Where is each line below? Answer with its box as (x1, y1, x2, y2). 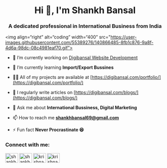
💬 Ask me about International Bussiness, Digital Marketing (12, 105, 138, 111)
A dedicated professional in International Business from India (8, 23, 162, 30)
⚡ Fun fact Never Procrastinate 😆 (12, 127, 85, 133)
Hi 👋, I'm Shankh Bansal (34, 5, 136, 16)
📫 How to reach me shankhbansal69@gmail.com (12, 115, 119, 121)
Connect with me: (5, 141, 50, 148)
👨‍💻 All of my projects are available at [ (12, 74, 92, 80)
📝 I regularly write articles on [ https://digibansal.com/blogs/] (12, 90, 139, 96)
